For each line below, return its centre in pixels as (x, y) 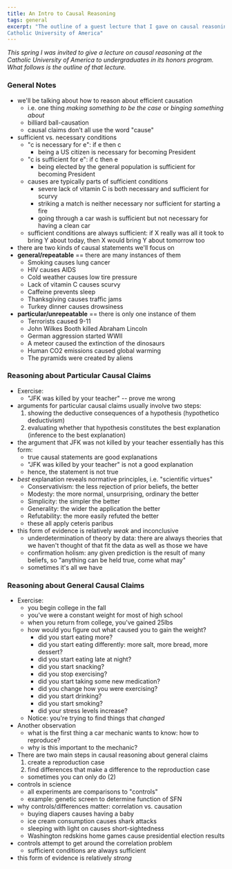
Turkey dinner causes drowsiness (75, 306)
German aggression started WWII (75, 336)
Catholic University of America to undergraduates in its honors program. (110, 60)
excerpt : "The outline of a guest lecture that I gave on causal (103, 26)
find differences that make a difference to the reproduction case (119, 770)
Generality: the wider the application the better (94, 508)
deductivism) (46, 420)
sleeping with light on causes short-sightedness (96, 829)
